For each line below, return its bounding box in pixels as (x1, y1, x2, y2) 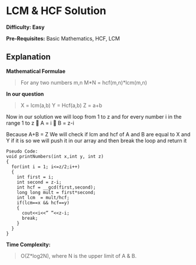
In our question (6, 90, 44, 98)
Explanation (6, 52, 51, 62)
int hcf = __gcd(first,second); (16, 184, 96, 190)
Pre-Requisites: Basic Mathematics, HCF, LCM (6, 35, 120, 42)
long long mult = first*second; (16, 189, 96, 195)
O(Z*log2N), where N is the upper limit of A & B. (20, 252, 137, 259)
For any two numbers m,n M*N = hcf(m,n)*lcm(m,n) (20, 79, 147, 86)
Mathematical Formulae (6, 68, 66, 75)
